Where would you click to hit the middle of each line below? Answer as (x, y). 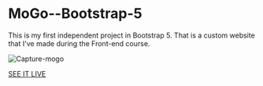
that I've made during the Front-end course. (79, 43)
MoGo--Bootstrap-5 (75, 14)
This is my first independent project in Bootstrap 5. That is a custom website (132, 35)
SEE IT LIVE (27, 73)
